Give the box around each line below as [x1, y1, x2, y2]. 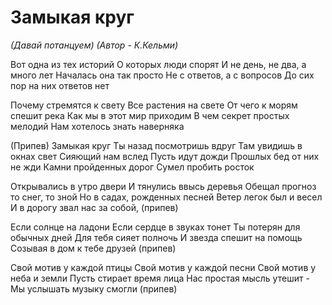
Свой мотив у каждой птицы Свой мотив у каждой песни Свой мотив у [10, 261, 317, 273]
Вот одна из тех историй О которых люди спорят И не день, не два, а [10, 58, 307, 70]
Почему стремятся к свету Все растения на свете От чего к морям [10, 99, 298, 111]
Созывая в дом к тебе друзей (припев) [10, 242, 177, 254]
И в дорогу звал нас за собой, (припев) [10, 201, 179, 213]
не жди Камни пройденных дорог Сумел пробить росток [10, 161, 255, 173]
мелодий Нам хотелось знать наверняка [10, 120, 185, 132]
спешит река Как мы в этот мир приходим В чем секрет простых [10, 109, 290, 121]
